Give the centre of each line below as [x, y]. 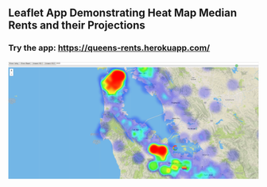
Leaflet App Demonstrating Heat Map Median [123, 13]
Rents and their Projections [77, 26]
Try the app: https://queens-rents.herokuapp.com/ [109, 48]
